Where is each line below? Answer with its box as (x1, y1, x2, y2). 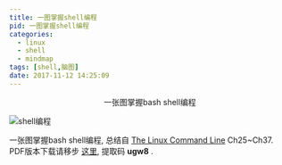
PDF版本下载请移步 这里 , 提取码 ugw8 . (9, 145, 153, 156)
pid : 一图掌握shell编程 (9, 21, 89, 30)
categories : (9, 29, 54, 38)
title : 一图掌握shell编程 (9, 12, 98, 22)
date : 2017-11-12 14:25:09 (9, 71, 110, 80)
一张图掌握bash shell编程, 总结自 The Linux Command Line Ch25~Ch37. (9, 135, 274, 145)
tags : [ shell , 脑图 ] (9, 63, 79, 72)
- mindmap (17, 54, 54, 63)
